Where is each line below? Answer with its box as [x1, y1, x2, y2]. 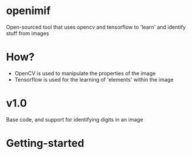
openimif [6, 4, 51, 18]
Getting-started [6, 137, 85, 150]
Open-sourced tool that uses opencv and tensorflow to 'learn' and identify [6, 23, 186, 31]
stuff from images [6, 29, 49, 36]
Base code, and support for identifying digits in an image [6, 116, 144, 123]
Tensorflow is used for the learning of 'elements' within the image [14, 76, 174, 83]
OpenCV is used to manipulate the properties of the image [14, 69, 156, 77]
